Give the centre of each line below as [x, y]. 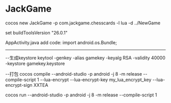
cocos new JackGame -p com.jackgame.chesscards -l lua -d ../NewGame [83, 23]
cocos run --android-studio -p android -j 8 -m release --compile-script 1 [81, 95]
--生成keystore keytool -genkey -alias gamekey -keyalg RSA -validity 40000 [85, 58]
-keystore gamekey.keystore [35, 63]
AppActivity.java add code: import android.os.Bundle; [61, 42]
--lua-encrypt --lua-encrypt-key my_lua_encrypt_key [96, 80]
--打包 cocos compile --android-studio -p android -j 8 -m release [74, 74]
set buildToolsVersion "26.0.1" [36, 32]
